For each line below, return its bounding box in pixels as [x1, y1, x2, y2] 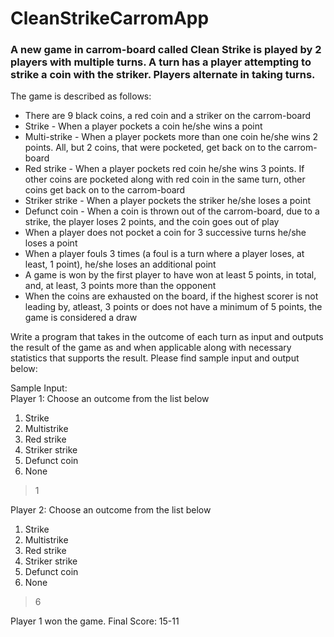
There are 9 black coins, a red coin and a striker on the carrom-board [24, 110, 312, 122]
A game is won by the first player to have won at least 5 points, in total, [24, 269, 317, 281]
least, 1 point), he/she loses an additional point [24, 258, 217, 271]
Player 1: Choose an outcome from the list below [10, 393, 210, 405]
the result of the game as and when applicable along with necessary [10, 342, 292, 354]
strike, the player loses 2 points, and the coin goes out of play [24, 216, 280, 228]
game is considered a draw [24, 312, 138, 324]
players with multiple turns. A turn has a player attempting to [10, 55, 312, 69]
